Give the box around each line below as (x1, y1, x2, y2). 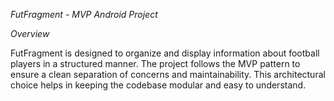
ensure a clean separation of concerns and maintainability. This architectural (10, 69, 326, 80)
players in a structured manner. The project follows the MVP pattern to (10, 58, 301, 69)
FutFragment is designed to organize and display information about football (10, 47, 320, 59)
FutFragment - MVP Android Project (10, 9, 158, 20)
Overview (10, 28, 50, 39)
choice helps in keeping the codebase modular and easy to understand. (10, 79, 307, 91)
